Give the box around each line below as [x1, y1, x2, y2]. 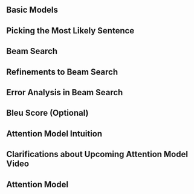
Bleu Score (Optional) [6, 108, 89, 118]
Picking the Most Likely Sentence [6, 25, 135, 36]
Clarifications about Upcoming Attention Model [6, 149, 189, 159]
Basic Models [6, 5, 59, 15]
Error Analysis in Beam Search [6, 87, 123, 98]
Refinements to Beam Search [6, 67, 118, 77]
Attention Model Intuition [6, 129, 103, 139]
